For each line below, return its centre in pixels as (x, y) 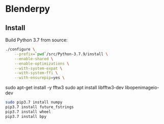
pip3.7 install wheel (28, 112)
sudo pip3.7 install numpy (34, 103)
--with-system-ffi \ (36, 73)
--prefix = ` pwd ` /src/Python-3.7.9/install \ (61, 54)
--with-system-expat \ (38, 68)
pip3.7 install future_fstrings (39, 107)
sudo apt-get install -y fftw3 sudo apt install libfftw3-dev (64, 88)
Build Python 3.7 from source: (36, 40)
